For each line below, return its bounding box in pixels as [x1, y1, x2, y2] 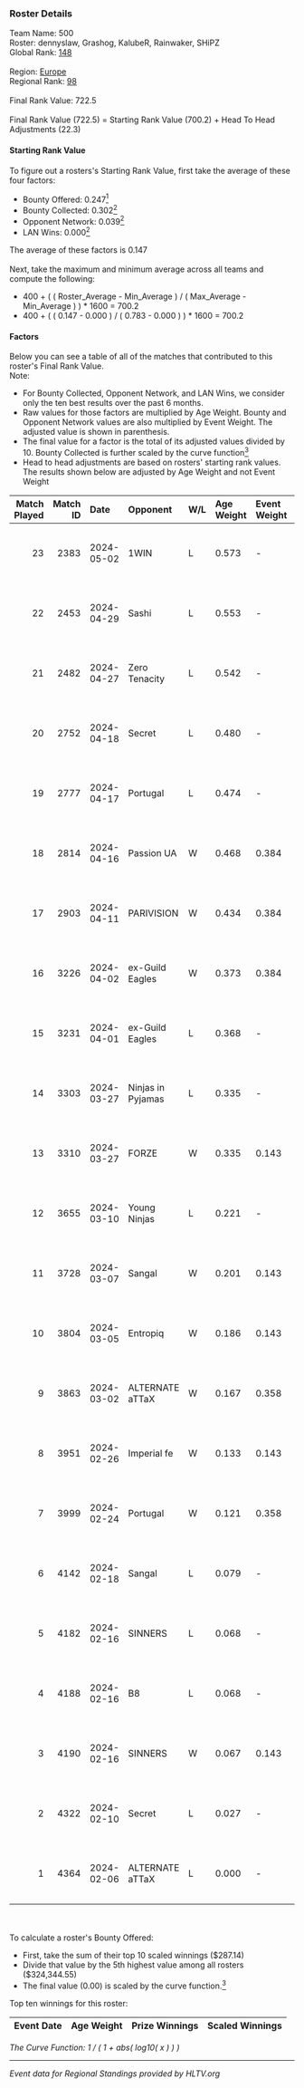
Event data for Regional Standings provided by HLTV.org [9, 2068, 221, 2079]
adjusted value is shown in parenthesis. [22, 427, 170, 438]
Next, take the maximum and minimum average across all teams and [9, 264, 264, 274]
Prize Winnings [130, 2019, 199, 2032]
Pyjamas [128, 1092, 165, 1105]
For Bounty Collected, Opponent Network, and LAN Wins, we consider [22, 388, 285, 399]
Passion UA [128, 846, 177, 859]
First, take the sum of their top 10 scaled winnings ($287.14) [22, 1949, 244, 1960]
